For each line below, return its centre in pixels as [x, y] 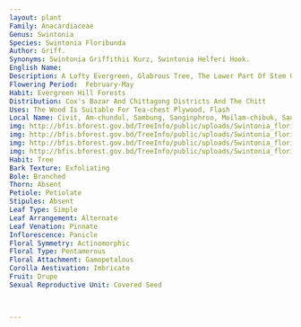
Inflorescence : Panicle [54, 234]
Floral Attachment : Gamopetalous [72, 260]
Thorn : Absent [36, 185]
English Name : [36, 68]
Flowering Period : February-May [72, 84]
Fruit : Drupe [34, 277]
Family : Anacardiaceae [52, 26]
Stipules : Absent [42, 202]
